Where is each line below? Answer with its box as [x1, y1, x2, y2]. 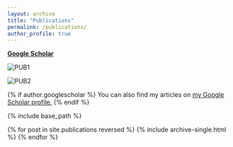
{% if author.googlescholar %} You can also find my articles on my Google [7, 90, 225, 99]
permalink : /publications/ [7, 23, 87, 30]
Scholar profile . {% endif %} [7, 98, 90, 107]
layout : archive [7, 10, 55, 18]
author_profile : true [7, 30, 72, 37]
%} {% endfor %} [7, 133, 59, 141]
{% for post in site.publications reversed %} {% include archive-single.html [7, 125, 227, 134]
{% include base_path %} [7, 112, 82, 120]
